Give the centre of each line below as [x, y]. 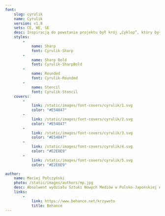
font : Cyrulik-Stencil [55, 92]
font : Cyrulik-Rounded [55, 78]
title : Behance [47, 206]
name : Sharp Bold [49, 60]
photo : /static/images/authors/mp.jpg [54, 183]
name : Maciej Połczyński [39, 178]
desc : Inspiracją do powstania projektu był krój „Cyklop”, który [83, 32]
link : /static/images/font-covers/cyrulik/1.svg [82, 106]
